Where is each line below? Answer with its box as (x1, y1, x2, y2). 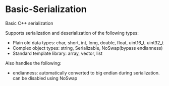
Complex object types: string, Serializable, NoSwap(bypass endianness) (12, 45, 163, 51)
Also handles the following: (5, 60, 62, 66)
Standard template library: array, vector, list (12, 50, 102, 56)
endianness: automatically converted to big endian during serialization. (12, 69, 160, 76)
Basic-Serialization (5, 4, 87, 15)
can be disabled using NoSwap (12, 75, 78, 81)
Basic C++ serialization (5, 20, 53, 26)
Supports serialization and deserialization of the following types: (5, 30, 139, 36)
